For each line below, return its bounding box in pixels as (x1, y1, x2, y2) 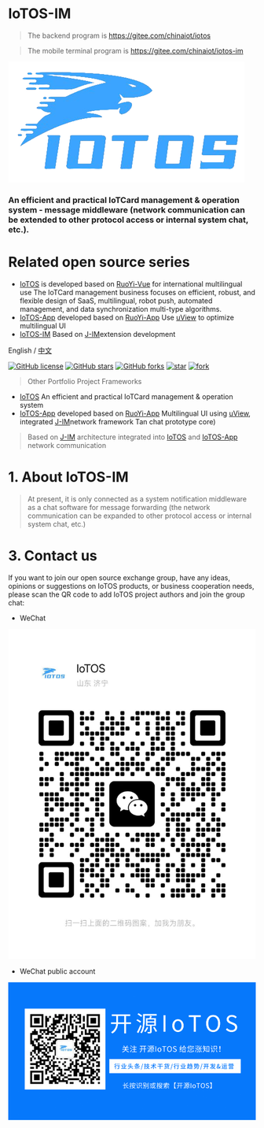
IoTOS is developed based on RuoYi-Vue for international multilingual (19, 279, 243, 288)
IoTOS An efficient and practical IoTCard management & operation (19, 391, 233, 401)
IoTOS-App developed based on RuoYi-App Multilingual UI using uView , (19, 409, 251, 418)
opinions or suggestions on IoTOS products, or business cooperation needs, (8, 581, 255, 590)
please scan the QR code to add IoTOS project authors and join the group (8, 590, 245, 599)
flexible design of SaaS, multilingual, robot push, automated (19, 296, 213, 305)
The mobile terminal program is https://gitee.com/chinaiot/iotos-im (27, 46, 244, 55)
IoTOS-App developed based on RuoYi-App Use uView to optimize (19, 313, 234, 322)
